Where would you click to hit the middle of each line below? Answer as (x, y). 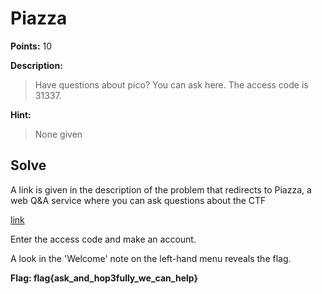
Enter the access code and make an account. (103, 239)
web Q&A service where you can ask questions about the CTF (138, 200)
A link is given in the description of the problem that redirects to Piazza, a (161, 189)
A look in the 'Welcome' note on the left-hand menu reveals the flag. (151, 258)
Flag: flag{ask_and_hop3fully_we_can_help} (104, 278)
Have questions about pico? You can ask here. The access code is (171, 84)
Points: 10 (31, 46)
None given (58, 134)
